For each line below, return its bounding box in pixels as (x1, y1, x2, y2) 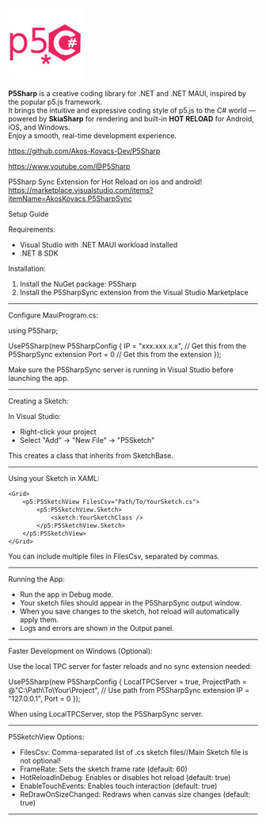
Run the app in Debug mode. (19, 590, 113, 599)
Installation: (8, 264, 46, 273)
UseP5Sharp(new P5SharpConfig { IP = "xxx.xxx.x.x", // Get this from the (8, 341, 247, 351)
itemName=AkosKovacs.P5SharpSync (8, 194, 133, 203)
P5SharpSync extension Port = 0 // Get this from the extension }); (8, 350, 222, 359)
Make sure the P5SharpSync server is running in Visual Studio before (8, 365, 234, 375)
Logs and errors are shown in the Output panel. (19, 624, 174, 633)
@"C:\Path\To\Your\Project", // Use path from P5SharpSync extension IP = (8, 686, 250, 694)
